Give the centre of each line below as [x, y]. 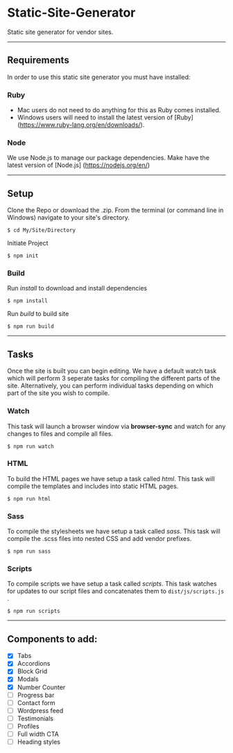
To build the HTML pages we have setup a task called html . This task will [111, 478]
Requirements [38, 60]
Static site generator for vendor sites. [60, 32]
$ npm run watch [31, 446]
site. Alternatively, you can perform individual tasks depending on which [110, 386]
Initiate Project [28, 243]
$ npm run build [31, 327]
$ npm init [23, 256]
